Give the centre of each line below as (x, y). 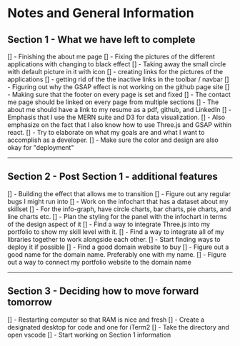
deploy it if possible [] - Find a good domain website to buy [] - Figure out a (118, 247)
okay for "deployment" (41, 147)
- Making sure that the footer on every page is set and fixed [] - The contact (119, 95)
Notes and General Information (101, 13)
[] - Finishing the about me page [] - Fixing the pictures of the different (111, 56)
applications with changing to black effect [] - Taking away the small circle (117, 64)
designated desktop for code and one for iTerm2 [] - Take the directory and (119, 327)
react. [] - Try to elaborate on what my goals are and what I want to (106, 132)
